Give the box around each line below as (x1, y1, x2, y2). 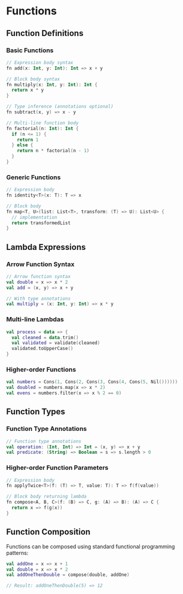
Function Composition (6, 527, 91, 537)
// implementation (11, 214, 58, 220)
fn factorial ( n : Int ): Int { (6, 125, 79, 131)
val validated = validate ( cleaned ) (11, 340, 100, 346)
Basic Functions (6, 46, 54, 55)
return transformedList (11, 220, 71, 226)
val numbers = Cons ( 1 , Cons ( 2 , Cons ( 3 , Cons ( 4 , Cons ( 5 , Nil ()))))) (6, 379, 178, 385)
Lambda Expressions (6, 242, 86, 252)
